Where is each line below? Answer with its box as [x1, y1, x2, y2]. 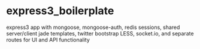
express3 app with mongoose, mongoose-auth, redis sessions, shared [6, 24, 180, 31]
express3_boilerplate [6, 4, 114, 18]
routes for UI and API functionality [6, 36, 90, 43]
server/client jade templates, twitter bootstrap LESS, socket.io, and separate [6, 30, 194, 37]
